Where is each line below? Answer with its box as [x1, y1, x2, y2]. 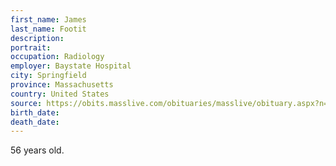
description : [10, 33, 65, 43]
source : [10, 98, 43, 108]
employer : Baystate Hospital [10, 61, 132, 71]
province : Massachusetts [10, 80, 114, 90]
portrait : [10, 42, 52, 53]
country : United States [10, 89, 110, 99]
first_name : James [10, 14, 87, 25]
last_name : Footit [10, 24, 87, 34]
